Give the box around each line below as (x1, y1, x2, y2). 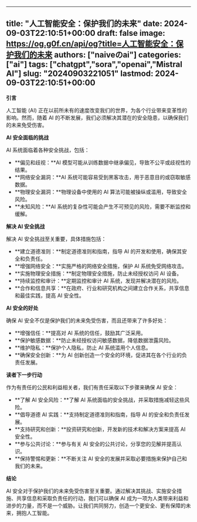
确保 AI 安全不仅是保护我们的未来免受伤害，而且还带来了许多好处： (6, 317, 168, 324)
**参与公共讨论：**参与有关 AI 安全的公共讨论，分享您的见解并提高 (14, 440, 177, 447)
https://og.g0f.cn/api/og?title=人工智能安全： (6, 39, 176, 49)
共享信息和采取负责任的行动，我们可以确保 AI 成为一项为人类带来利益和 (16, 494, 189, 501)
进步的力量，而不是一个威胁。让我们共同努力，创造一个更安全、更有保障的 (6, 502, 186, 509)
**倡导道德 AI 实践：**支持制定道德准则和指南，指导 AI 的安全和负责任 (14, 411, 185, 418)
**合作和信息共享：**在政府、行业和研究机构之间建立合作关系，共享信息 (14, 285, 189, 292)
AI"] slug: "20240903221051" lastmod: (6, 69, 154, 79)
